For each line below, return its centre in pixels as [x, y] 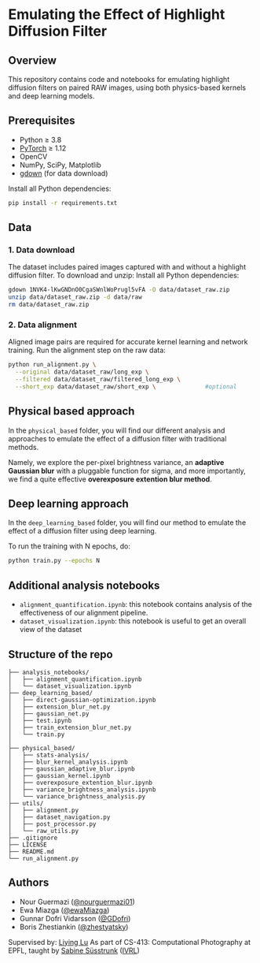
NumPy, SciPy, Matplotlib [60, 165]
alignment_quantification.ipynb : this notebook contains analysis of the [136, 604]
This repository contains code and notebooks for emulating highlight [119, 79]
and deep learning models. [51, 96]
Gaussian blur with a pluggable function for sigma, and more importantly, [127, 470]
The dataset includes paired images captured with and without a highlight [127, 267]
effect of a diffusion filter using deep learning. [82, 531]
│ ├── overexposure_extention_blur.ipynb [81, 783]
